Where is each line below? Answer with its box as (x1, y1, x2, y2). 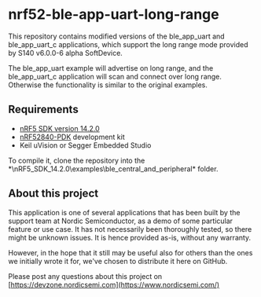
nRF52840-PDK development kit (19, 132, 126, 141)
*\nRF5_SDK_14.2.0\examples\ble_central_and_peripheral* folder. (8, 163, 219, 174)
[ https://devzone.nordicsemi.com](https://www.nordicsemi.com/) (8, 280, 220, 289)
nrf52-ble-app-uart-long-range (8, 5, 219, 24)
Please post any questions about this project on (8, 271, 163, 280)
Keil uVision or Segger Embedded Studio (19, 140, 152, 150)
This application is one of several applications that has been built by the (8, 207, 241, 217)
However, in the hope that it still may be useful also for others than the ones (8, 247, 253, 257)
